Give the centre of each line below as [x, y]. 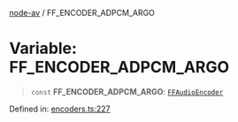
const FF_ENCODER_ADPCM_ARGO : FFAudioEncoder [127, 91]
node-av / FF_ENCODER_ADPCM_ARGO [82, 13]
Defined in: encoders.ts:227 [60, 109]
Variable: [43, 49]
